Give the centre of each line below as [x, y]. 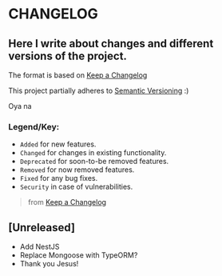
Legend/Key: [34, 126]
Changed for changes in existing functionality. [93, 153]
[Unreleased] [42, 228]
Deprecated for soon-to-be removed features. [94, 162]
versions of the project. [68, 56]
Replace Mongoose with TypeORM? [79, 255]
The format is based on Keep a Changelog [78, 75]
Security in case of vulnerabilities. [76, 187]
